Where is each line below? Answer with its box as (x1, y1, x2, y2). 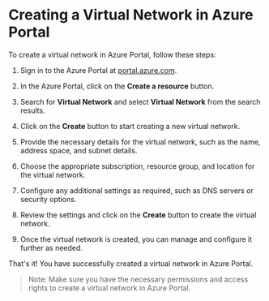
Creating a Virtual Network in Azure (8, 6, 254, 24)
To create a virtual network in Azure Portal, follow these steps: (8, 49, 216, 59)
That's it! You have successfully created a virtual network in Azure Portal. (8, 258, 254, 269)
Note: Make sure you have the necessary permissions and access (28, 274, 249, 284)
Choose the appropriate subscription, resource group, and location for (19, 161, 255, 171)
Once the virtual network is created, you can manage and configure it (19, 234, 253, 244)
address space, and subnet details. (19, 145, 138, 155)
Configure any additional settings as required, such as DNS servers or (19, 185, 254, 196)
